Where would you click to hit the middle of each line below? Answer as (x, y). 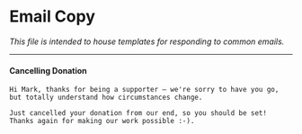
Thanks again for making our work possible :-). (102, 121)
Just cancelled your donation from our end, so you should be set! (138, 113)
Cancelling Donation (48, 70)
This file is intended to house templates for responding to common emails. (147, 41)
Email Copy (53, 17)
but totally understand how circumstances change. (106, 98)
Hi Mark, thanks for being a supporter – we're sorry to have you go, (144, 90)
